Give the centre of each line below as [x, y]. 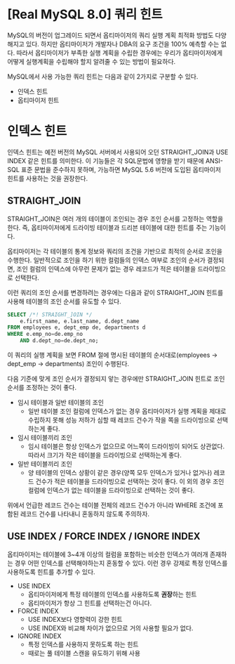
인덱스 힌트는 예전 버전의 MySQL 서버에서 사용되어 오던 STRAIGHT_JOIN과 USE [118, 152]
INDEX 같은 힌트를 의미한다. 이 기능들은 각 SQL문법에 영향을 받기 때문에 [106, 161]
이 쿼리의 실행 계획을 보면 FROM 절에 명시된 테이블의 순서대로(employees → [113, 355]
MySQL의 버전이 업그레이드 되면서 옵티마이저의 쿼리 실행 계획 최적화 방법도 [110, 35]
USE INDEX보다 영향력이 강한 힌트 [75, 619]
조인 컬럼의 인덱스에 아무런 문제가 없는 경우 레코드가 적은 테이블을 [106, 268]
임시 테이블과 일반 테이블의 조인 [60, 403]
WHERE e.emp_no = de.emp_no [45, 334]
